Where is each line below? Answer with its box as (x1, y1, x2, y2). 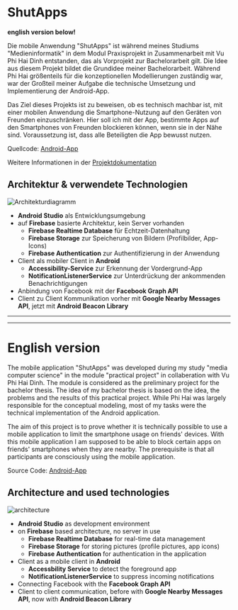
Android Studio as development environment (17, 519, 150, 528)
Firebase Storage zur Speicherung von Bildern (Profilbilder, (28, 233, 203, 242)
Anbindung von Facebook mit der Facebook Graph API (17, 287, 178, 295)
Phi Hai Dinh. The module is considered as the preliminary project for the (7, 378, 220, 387)
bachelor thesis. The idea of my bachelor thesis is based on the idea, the (7, 386, 220, 394)
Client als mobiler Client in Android (17, 256, 120, 265)
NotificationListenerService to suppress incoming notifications (28, 572, 215, 580)
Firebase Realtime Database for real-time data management (28, 534, 205, 543)
